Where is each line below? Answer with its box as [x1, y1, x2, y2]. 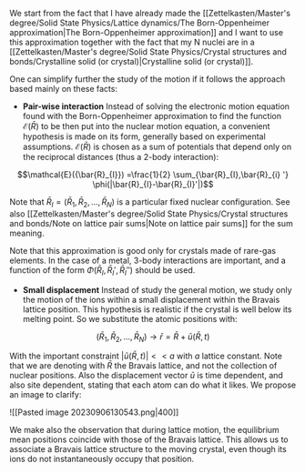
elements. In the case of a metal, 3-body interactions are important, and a [9, 255, 287, 266]
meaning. [9, 227, 45, 238]
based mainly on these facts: [9, 84, 118, 94]
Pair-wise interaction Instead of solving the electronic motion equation [22, 101, 290, 112]
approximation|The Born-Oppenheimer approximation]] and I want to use [9, 27, 284, 37]
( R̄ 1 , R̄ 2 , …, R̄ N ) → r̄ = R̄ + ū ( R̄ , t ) [96, 331, 210, 344]
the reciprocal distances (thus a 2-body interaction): [22, 152, 219, 162]
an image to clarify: [9, 389, 82, 400]
